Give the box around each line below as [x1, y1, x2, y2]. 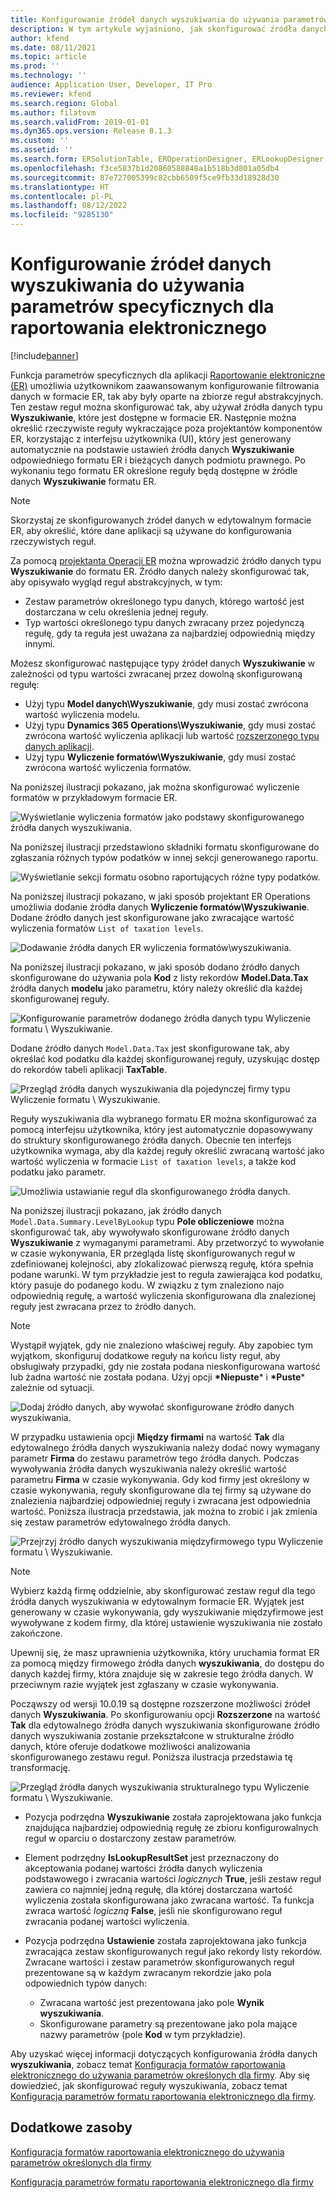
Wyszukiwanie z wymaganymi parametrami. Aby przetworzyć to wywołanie [10, 1236, 325, 1248]
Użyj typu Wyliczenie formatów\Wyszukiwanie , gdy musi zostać [24, 751, 297, 763]
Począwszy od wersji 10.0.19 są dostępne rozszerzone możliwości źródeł [10, 1697, 311, 1710]
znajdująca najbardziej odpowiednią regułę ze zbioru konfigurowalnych [24, 1821, 319, 1833]
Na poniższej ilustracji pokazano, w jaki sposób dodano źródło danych [10, 961, 300, 973]
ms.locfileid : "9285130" [10, 210, 114, 220]
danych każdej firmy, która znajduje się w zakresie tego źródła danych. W [10, 1667, 314, 1680]
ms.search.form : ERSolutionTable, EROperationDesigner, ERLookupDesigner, [10, 154, 329, 164]
